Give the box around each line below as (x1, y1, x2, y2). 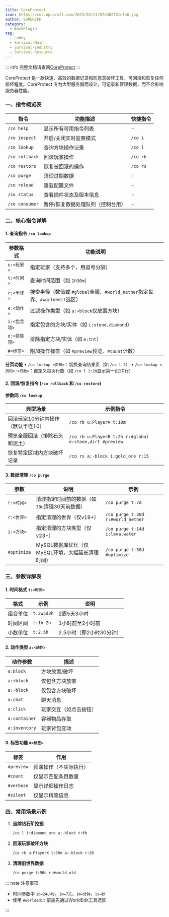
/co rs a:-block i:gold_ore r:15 (68, 453, 149, 459)
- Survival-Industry (10, 45, 53, 50)
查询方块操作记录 (43, 144, 84, 151)
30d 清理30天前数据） (36, 503, 86, 510)
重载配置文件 (43, 182, 74, 189)
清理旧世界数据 (12, 860, 44, 866)
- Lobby (10, 36, 26, 41)
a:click (8, 706, 26, 712)
